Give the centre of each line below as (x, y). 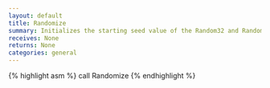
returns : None (32, 46)
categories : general (43, 53)
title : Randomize (37, 23)
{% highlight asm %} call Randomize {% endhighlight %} (102, 76)
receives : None (34, 38)
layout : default (35, 16)
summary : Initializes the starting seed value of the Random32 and (124, 30)
